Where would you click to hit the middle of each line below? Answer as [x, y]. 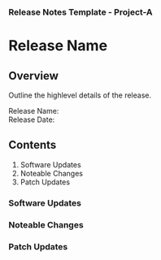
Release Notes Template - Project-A [80, 12]
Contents [33, 145]
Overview [34, 76]
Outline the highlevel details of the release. [80, 95]
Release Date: [32, 119]
